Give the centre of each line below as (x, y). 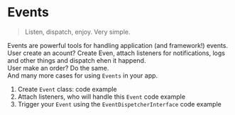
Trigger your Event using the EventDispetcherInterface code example (119, 104)
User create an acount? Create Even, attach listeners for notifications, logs (116, 53)
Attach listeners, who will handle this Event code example (102, 97)
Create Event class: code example (67, 89)
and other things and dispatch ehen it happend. (77, 60)
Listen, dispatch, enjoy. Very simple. (77, 32)
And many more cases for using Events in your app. (83, 75)
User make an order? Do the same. (58, 68)
